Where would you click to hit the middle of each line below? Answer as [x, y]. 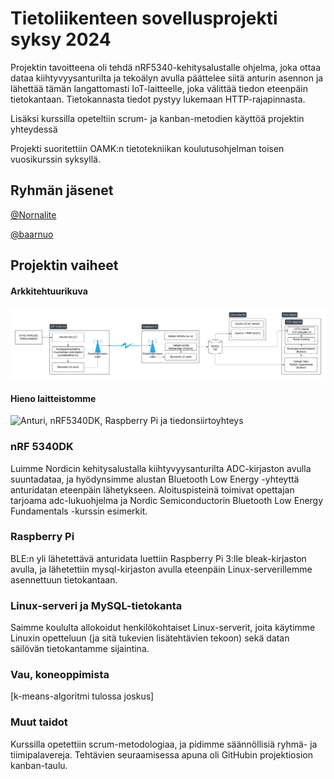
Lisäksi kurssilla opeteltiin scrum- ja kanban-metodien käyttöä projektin [157, 118]
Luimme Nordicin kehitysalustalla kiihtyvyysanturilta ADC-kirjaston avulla [161, 468]
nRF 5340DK [42, 447]
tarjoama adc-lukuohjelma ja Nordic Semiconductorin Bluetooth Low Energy [167, 500]
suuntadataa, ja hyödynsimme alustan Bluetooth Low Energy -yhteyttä [155, 479]
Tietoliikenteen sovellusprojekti [144, 18]
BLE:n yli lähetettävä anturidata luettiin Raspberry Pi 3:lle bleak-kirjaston [158, 558]
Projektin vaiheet [64, 265]
